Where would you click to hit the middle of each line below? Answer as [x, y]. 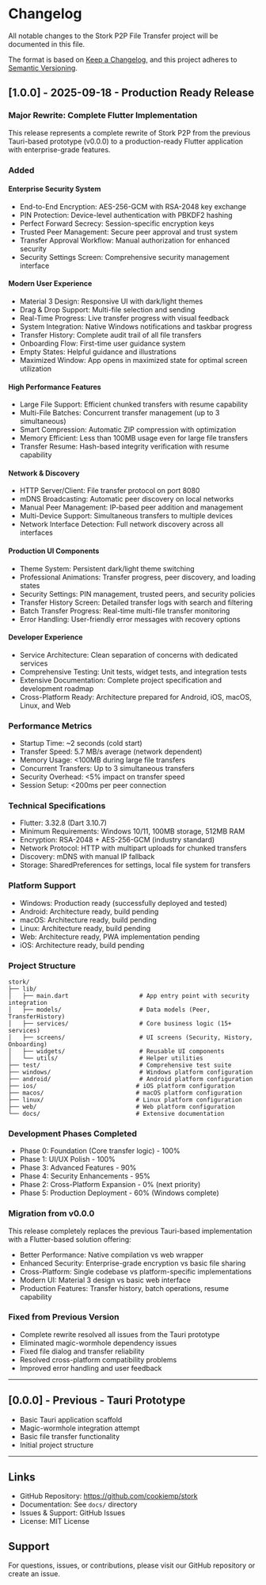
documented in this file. [47, 44]
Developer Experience [46, 637]
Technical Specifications [57, 805]
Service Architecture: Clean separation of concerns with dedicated [129, 655]
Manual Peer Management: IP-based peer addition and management [131, 507]
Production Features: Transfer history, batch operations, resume [124, 1288]
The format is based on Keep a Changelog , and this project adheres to [123, 59]
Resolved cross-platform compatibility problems [98, 1359]
